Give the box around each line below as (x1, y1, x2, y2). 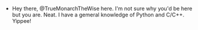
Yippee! (11, 18, 31, 24)
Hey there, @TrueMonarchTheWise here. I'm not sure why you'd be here (11, 5, 193, 12)
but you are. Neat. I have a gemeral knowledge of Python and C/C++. (11, 11, 185, 18)
